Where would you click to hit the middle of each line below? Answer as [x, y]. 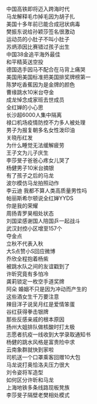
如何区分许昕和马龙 [30, 380]
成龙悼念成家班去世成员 [35, 100]
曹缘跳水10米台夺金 [30, 92]
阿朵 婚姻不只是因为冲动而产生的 [47, 289]
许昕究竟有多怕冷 [27, 274]
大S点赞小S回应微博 [31, 251]
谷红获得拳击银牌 [27, 312]
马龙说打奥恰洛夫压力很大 [38, 365]
